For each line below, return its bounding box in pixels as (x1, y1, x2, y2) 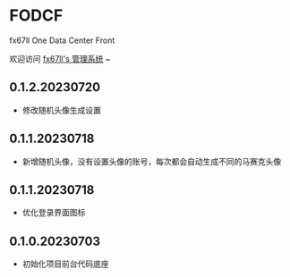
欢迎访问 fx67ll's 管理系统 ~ (9, 53, 111, 63)
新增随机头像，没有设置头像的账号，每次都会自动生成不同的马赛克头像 (21, 155, 282, 166)
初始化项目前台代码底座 (21, 258, 109, 269)
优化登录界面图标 (21, 207, 86, 218)
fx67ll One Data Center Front (9, 35, 115, 46)
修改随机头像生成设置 (21, 105, 101, 115)
